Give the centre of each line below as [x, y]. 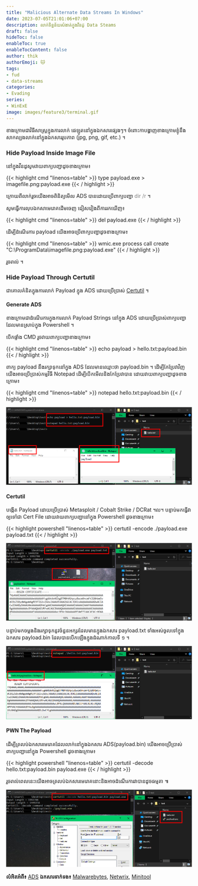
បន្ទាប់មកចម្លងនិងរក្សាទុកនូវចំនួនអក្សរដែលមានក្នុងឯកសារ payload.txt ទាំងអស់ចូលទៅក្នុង [95, 630]
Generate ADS [24, 304]
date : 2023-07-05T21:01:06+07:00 [47, 19]
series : [16, 100]
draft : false [22, 31]
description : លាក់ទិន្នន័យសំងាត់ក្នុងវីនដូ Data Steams [61, 25]
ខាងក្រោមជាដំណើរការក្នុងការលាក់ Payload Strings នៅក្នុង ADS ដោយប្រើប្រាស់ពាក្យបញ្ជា [96, 318]
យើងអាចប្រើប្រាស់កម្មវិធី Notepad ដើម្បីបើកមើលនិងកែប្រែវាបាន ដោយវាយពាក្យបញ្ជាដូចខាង [97, 374]
